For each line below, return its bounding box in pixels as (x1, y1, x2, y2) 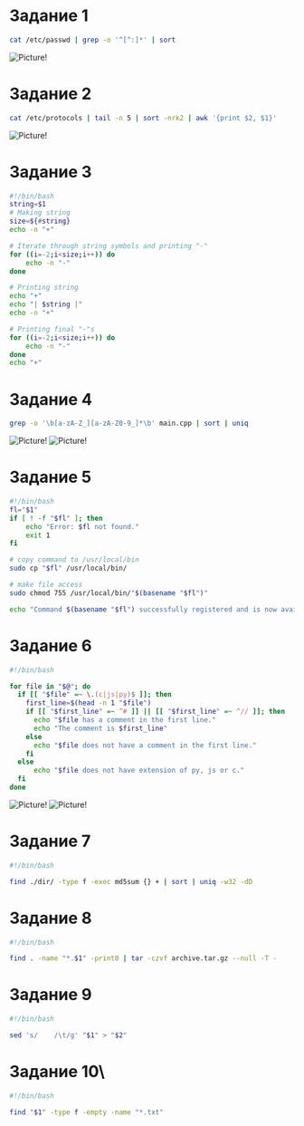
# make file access (9, 581, 83, 590)
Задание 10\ (9, 1062, 106, 1083)
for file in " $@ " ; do (9, 681, 91, 691)
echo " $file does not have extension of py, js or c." (33, 766, 245, 775)
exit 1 (25, 531, 51, 540)
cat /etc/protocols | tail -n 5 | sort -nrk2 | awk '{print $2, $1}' (9, 113, 278, 122)
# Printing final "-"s (9, 324, 95, 333)
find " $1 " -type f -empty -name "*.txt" (9, 1107, 165, 1117)
